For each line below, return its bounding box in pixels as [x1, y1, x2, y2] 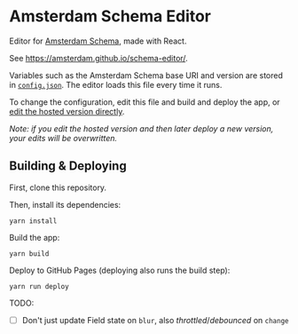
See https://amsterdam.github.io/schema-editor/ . [9, 52, 188, 63]
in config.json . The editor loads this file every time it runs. [9, 79, 223, 90]
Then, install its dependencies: [9, 199, 122, 210]
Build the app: [9, 232, 60, 243]
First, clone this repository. [9, 182, 107, 193]
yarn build [9, 249, 50, 258]
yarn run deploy [9, 282, 69, 290]
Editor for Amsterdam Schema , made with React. [9, 36, 187, 46]
